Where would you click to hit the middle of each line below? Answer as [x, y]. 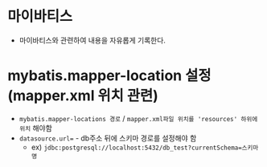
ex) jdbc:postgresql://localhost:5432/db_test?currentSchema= [136, 147]
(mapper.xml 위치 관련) [83, 96]
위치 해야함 [36, 128]
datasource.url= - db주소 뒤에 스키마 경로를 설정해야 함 [108, 138]
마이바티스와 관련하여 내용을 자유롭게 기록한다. [92, 40]
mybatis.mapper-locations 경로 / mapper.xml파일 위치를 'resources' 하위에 [138, 118]
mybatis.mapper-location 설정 [109, 76]
